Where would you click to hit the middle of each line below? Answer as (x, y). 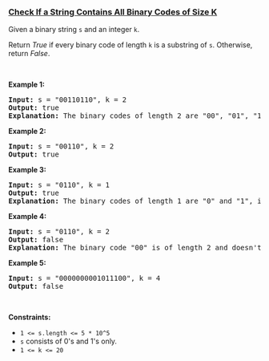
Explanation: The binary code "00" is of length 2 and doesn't (135, 248)
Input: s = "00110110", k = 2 (68, 100)
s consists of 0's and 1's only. (68, 341)
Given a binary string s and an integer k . (74, 30)
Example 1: (27, 85)
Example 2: (27, 132)
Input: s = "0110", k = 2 (59, 232)
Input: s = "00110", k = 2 (61, 146)
